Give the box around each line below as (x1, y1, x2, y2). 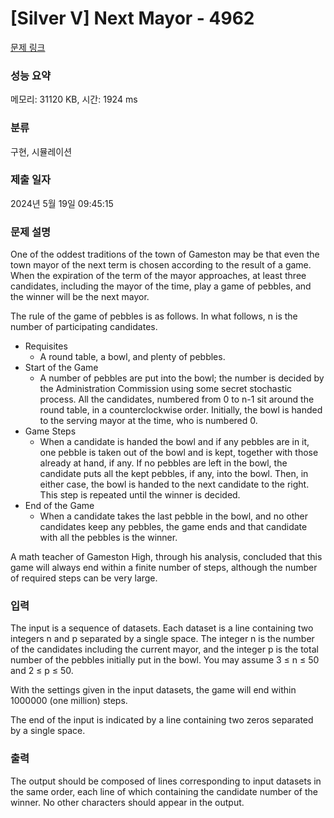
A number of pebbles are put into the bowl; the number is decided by (39, 372, 325, 384)
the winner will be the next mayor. (10, 291, 150, 303)
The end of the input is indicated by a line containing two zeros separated (10, 714, 314, 726)
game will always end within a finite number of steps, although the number (10, 562, 318, 574)
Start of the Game (24, 362, 99, 374)
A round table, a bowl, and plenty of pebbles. (39, 351, 226, 363)
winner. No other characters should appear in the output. (10, 796, 245, 808)
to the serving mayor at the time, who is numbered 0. (39, 415, 258, 427)
